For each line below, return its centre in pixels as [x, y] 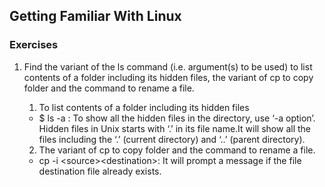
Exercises [34, 45]
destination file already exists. [100, 171]
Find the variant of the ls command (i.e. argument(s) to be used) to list [168, 66]
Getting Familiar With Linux [95, 16]
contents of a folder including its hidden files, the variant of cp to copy [168, 77]
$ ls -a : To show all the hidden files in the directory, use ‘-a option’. [177, 118]
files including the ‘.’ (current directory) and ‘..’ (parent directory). [172, 139]
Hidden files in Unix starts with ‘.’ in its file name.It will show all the [174, 128]
